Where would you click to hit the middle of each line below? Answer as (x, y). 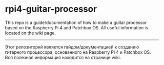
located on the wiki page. (31, 33)
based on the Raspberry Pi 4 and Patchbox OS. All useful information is (77, 27)
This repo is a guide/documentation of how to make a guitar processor (76, 22)
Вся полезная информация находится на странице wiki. (63, 57)
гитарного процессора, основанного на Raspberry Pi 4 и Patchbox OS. (78, 52)
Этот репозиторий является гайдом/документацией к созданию (72, 47)
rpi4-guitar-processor (51, 9)
